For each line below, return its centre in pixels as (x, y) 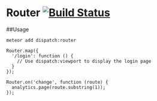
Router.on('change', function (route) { (58, 82)
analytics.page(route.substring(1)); (59, 87)
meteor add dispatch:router (41, 40)
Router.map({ (22, 51)
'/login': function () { (43, 56)
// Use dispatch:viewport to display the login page (84, 61)
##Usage (18, 29)
